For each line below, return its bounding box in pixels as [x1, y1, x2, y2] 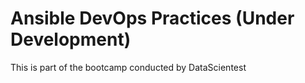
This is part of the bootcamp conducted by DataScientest [10, 61, 247, 73]
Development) [10, 28, 132, 51]
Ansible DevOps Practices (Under [10, 7, 295, 30]
